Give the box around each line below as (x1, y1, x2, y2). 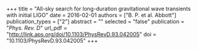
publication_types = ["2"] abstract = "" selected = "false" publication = (6, 18, 185, 25)
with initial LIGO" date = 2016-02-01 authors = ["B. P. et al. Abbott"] (6, 11, 177, 19)
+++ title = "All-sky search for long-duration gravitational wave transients (6, 5, 191, 12)
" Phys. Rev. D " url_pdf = (6, 24, 67, 31)
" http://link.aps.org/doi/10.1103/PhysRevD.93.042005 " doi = (6, 31, 157, 38)
